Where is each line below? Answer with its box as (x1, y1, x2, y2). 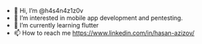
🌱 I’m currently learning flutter (13, 21, 99, 29)
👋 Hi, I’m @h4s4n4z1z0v (13, 7, 84, 14)
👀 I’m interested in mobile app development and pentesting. (13, 14, 183, 22)
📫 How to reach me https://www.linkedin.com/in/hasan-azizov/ (13, 29, 195, 37)
